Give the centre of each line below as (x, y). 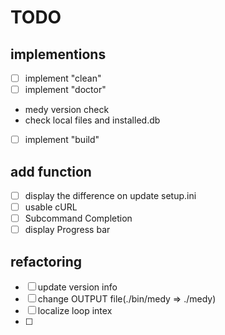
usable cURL (51, 207)
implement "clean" (63, 78)
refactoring (46, 261)
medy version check (67, 110)
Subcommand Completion (78, 218)
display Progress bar (67, 230)
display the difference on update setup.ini (110, 195)
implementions (58, 54)
